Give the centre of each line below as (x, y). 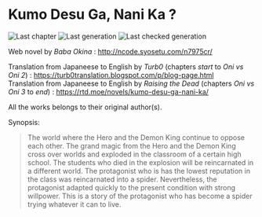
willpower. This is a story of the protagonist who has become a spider (140, 196)
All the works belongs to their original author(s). (85, 107)
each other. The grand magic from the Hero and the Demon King (132, 145)
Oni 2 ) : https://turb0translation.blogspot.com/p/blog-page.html (111, 75)
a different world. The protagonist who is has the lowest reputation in (139, 171)
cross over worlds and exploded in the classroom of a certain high (134, 154)
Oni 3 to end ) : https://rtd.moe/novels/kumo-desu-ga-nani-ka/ (109, 91)
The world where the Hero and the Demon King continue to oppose (136, 137)
